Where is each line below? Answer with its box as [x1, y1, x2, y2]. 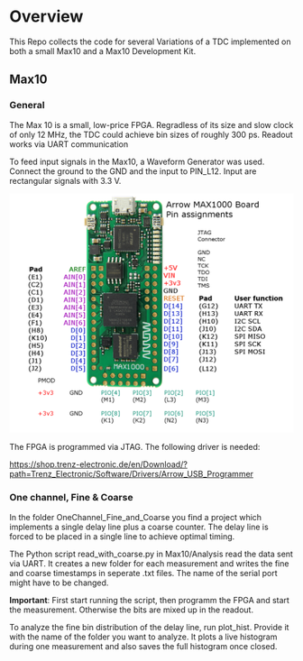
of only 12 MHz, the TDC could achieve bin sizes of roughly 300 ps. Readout [9, 129, 293, 140]
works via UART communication [9, 138, 129, 150]
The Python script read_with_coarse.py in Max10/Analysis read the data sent [9, 548, 293, 559]
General [9, 99, 45, 112]
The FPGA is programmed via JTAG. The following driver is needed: [9, 442, 261, 453]
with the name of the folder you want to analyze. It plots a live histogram [9, 631, 278, 642]
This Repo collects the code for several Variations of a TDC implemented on [9, 36, 291, 47]
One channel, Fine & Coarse [9, 491, 133, 504]
